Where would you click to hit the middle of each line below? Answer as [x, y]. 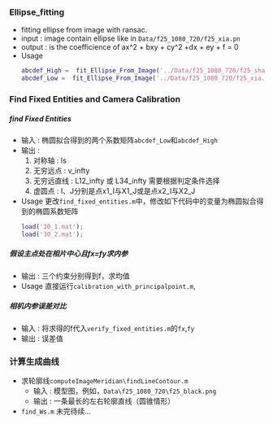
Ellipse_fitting [37, 12]
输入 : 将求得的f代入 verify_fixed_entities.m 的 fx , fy [108, 328]
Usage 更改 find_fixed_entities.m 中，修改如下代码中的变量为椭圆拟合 [139, 201]
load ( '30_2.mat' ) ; [52, 234]
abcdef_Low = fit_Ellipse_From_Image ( [89, 79]
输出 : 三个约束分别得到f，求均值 [75, 276]
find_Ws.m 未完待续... [56, 411]
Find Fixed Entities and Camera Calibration [95, 98]
